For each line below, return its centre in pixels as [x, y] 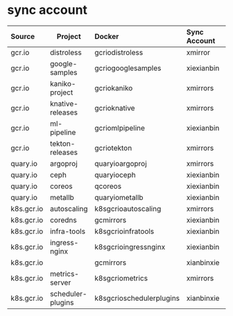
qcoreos [108, 186]
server [60, 282]
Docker [107, 36]
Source [23, 36]
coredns [63, 219]
